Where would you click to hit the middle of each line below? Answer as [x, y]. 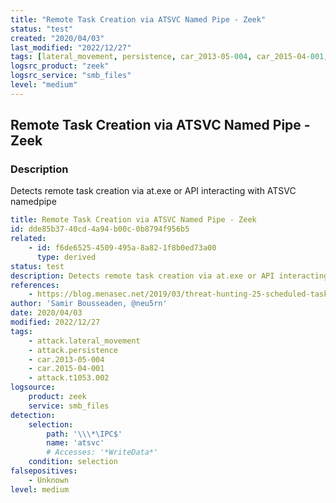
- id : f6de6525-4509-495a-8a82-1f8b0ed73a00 [122, 248]
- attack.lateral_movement [84, 341]
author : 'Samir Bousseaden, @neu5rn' [89, 304]
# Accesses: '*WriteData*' [102, 452]
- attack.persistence [73, 350]
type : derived [66, 257]
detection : [33, 415]
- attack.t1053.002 [69, 378]
